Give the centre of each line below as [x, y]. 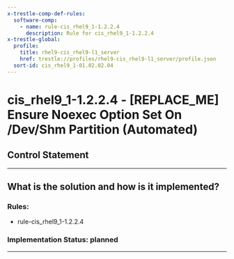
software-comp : [36, 20]
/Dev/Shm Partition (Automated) [103, 129]
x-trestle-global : [34, 40]
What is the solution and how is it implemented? [113, 187]
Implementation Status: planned [63, 240]
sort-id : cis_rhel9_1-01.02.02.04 [63, 65]
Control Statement [48, 155]
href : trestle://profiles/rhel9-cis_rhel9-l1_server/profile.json [118, 59]
